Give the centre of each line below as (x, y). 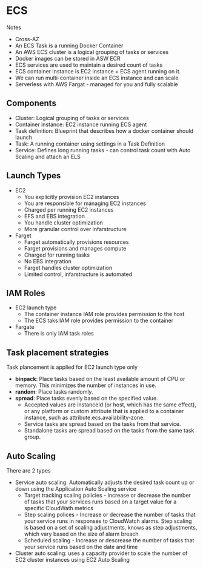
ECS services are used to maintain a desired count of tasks (89, 65)
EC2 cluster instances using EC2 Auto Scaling (72, 560)
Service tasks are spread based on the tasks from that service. (102, 424)
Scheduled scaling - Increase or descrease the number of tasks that (109, 540)
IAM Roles (26, 293)
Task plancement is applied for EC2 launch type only (72, 367)
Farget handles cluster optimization (68, 268)
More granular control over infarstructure (75, 229)
